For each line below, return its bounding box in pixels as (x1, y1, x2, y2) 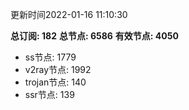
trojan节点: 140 (24, 76, 87, 88)
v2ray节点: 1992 (24, 64, 92, 75)
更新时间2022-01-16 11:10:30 (10, 9, 128, 20)
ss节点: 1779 (24, 51, 77, 63)
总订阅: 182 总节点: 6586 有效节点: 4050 (10, 30, 179, 42)
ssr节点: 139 (24, 89, 75, 100)
